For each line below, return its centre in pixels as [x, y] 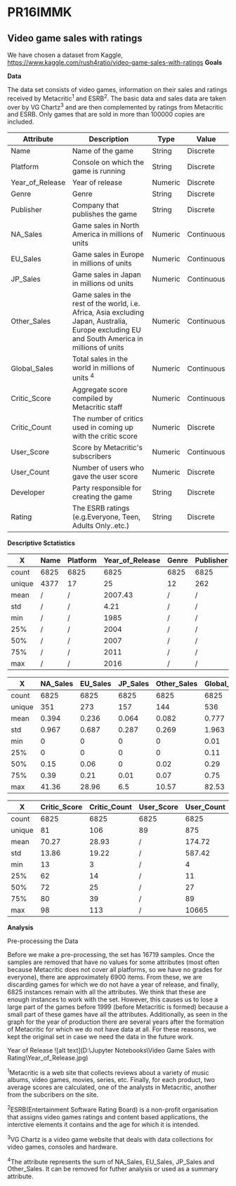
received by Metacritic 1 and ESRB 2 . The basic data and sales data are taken [117, 98]
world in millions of [104, 368]
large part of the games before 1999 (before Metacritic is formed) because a [118, 1007]
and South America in [108, 339]
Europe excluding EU [107, 330]
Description [109, 139]
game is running [99, 171]
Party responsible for [107, 487]
